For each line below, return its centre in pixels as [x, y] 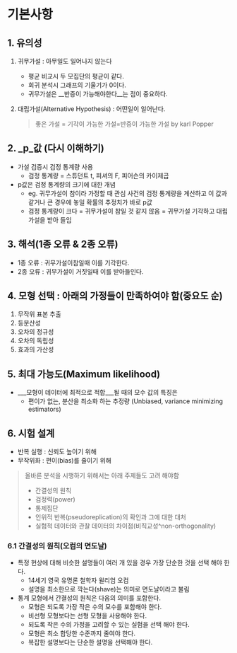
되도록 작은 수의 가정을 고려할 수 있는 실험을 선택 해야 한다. [109, 625]
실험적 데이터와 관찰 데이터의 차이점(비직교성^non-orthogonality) [126, 526]
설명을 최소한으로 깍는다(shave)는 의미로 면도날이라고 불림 [109, 589]
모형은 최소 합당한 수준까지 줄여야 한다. [82, 633]
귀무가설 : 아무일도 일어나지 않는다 [65, 61]
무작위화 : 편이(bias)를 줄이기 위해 [64, 461]
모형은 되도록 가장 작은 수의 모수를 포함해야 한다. [95, 607]
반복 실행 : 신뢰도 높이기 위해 [57, 452]
